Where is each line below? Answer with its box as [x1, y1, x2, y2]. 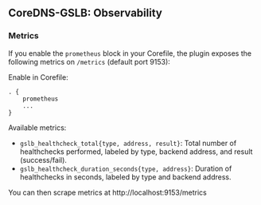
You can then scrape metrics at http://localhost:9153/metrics [8, 187, 207, 197]
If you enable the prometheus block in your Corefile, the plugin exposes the [8, 48, 252, 58]
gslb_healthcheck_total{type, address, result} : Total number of [19, 138, 237, 148]
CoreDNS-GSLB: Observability [8, 6, 163, 20]
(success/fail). [19, 155, 68, 164]
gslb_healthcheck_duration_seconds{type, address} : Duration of [19, 164, 232, 173]
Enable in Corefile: [8, 72, 69, 82]
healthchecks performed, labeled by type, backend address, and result [19, 147, 253, 156]
